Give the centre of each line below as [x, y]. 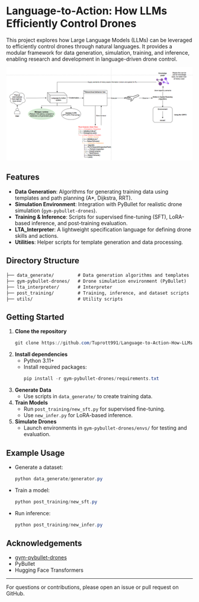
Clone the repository [41, 332]
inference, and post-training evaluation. [80, 223]
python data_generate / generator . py [59, 479]
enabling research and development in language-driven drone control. [92, 59]
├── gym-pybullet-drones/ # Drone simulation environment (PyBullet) [96, 281]
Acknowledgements [44, 543]
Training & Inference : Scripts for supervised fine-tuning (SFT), [91, 217]
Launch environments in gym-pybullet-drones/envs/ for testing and [105, 428]
